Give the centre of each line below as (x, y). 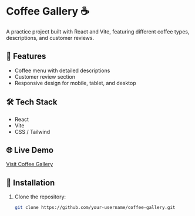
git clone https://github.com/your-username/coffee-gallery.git (95, 208)
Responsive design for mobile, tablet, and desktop (75, 83)
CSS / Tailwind (32, 131)
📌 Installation (31, 183)
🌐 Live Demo (30, 150)
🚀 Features (26, 56)
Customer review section (45, 76)
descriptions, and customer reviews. (50, 38)
